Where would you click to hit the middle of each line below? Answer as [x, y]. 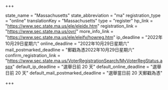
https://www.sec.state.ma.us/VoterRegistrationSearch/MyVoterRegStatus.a [85, 61]
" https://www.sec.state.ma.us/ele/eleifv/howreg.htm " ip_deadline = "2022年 [84, 37]
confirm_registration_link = [33, 55]
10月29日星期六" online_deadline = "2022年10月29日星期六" [67, 43]
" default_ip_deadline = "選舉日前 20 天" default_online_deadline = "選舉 [87, 66]
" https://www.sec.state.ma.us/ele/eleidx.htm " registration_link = [71, 26]
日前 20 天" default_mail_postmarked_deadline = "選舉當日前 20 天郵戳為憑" [84, 73]
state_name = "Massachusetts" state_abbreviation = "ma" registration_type [83, 15]
